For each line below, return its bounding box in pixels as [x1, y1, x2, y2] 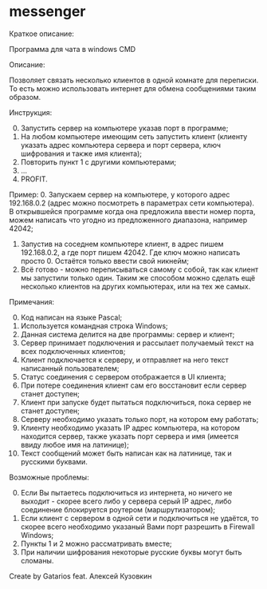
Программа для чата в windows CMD [9, 44, 136, 54]
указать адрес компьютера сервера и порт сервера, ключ [20, 140, 222, 149]
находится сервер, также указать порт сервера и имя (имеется [20, 431, 238, 441]
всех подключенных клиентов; [20, 346, 126, 356]
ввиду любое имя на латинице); [20, 440, 130, 449]
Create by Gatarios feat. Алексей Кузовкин [9, 571, 152, 581]
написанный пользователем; [20, 363, 120, 373]
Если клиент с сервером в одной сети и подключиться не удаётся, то [20, 513, 259, 523]
